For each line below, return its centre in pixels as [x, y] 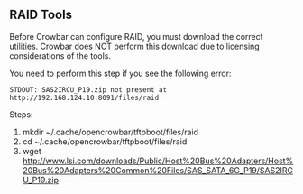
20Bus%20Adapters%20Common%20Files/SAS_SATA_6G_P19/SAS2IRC [157, 170]
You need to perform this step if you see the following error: [120, 73]
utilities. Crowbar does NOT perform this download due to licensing [134, 46]
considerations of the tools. [60, 55]
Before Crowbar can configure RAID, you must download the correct [136, 36]
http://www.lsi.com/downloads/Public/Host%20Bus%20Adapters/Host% [158, 161]
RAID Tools [41, 15]
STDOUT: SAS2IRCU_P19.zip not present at [88, 89]
